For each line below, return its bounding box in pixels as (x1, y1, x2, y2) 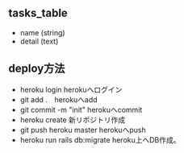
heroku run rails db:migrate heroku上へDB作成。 (19, 134, 181, 144)
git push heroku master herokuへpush (19, 125, 147, 134)
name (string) (19, 27, 66, 37)
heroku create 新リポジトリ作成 (19, 114, 126, 124)
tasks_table (8, 6, 69, 20)
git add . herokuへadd (19, 94, 98, 104)
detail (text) (19, 36, 59, 46)
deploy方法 (8, 62, 65, 76)
